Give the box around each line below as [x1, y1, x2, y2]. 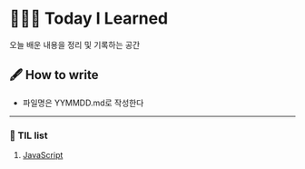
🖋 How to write [9, 67, 99, 83]
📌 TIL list [9, 129, 48, 142]
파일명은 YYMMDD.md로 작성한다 [22, 97, 144, 108]
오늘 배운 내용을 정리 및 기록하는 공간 [9, 39, 141, 50]
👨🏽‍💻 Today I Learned [9, 8, 169, 29]
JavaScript [22, 150, 64, 161]
